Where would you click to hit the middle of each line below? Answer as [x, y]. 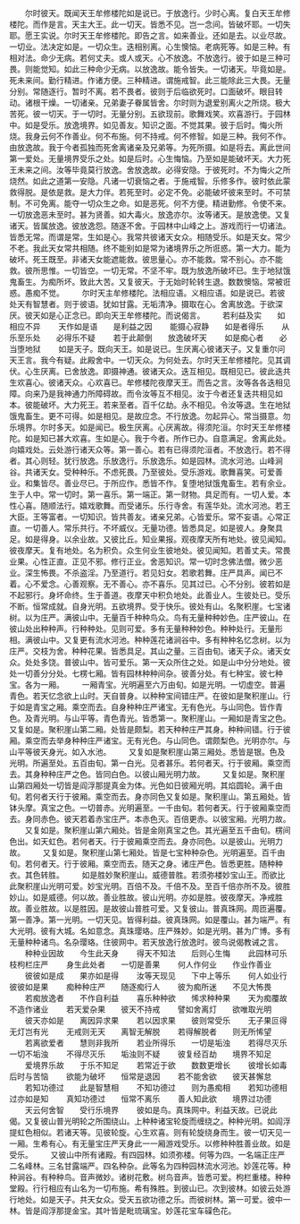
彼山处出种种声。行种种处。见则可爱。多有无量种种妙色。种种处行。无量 [142, 629]
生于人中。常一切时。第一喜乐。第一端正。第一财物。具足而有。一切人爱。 [146, 494]
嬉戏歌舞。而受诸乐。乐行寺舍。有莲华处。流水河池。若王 [185, 505]
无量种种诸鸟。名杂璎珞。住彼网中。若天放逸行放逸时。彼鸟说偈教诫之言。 [146, 942]
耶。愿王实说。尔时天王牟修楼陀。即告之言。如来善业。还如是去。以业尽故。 [150, 35]
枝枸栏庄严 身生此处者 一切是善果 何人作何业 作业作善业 [141, 964]
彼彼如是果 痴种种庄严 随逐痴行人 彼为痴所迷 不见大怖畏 [141, 987]
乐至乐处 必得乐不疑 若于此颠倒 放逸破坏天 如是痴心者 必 [148, 338]
